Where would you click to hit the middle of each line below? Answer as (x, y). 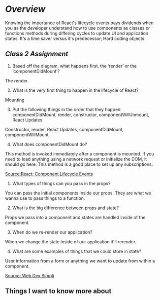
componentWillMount (27, 135)
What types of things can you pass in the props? (61, 183)
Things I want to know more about (58, 291)
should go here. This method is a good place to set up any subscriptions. (79, 164)
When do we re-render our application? (52, 232)
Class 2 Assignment (37, 54)
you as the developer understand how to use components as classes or (78, 28)
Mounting (15, 100)
